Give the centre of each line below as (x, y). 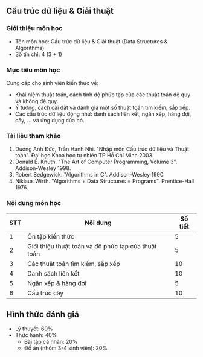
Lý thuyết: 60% (34, 329)
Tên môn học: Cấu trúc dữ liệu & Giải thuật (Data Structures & (91, 41)
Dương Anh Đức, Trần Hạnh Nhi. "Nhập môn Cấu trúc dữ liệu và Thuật (102, 149)
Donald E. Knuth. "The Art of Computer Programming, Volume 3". (96, 162)
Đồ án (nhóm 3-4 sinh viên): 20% (66, 348)
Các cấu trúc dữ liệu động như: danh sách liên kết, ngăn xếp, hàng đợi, (103, 114)
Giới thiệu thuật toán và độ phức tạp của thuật (92, 246)
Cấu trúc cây (45, 293)
